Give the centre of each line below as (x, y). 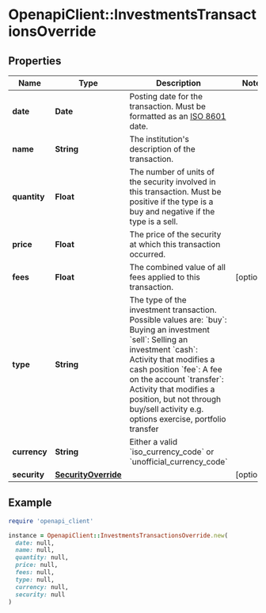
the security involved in (173, 182)
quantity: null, (42, 557)
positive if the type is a (171, 202)
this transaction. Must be (175, 192)
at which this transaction (175, 244)
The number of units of (172, 172)
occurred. (148, 254)
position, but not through (175, 399)
